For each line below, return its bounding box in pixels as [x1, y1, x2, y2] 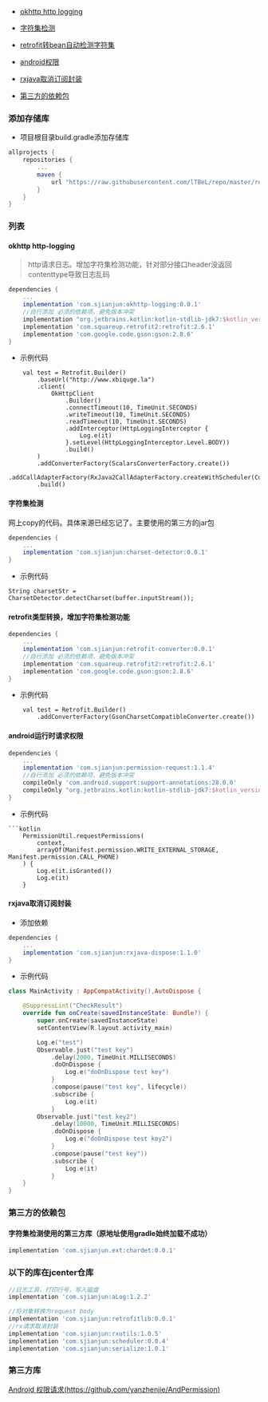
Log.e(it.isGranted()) [37, 867, 112, 875]
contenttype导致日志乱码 [27, 270, 110, 279]
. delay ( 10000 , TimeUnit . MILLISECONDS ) [50, 1120, 180, 1128]
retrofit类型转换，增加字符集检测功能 [8, 612, 130, 622]
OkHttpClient [50, 390, 94, 398]
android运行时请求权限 [8, 731, 84, 740]
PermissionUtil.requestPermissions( [22, 831, 145, 840]
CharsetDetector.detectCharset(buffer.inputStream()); [8, 594, 195, 602]
